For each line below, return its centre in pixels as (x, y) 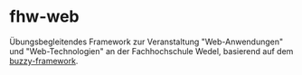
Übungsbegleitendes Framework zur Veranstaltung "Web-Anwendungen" (146, 42)
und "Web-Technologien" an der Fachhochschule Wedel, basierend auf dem (151, 51)
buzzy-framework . (44, 61)
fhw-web (44, 17)
